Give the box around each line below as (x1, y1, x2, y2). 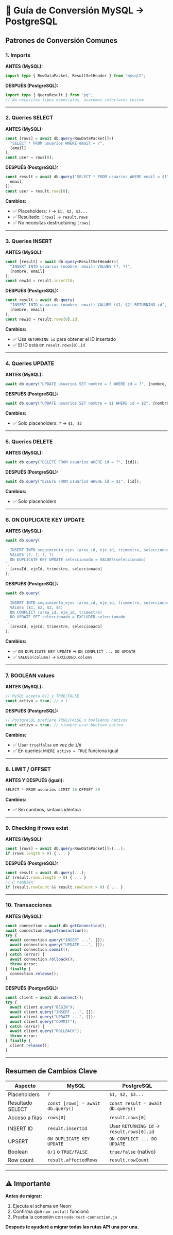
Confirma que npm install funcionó (12, 1208, 89, 1214)
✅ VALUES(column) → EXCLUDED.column (12, 654, 92, 660)
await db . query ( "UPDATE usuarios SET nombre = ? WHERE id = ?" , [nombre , (5, 381, 167, 387)
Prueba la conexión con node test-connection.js (12, 1214, 117, 1220)
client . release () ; (10, 1043, 50, 1048)
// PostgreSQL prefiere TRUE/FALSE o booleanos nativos (5, 718, 128, 723)
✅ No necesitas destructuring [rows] (12, 219, 91, 225)
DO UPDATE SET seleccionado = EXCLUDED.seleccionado (10, 615, 126, 620)
